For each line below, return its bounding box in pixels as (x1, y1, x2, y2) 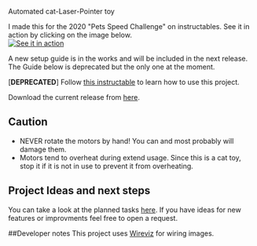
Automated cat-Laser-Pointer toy (8, 7, 116, 16)
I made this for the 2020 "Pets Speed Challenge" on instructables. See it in (8, 22, 250, 31)
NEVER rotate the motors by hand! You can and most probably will (19, 136, 234, 145)
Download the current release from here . (8, 93, 140, 101)
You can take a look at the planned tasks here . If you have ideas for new (8, 204, 241, 215)
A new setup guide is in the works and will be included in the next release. (8, 54, 248, 63)
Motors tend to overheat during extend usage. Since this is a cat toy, (19, 152, 241, 162)
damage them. (19, 145, 67, 154)
